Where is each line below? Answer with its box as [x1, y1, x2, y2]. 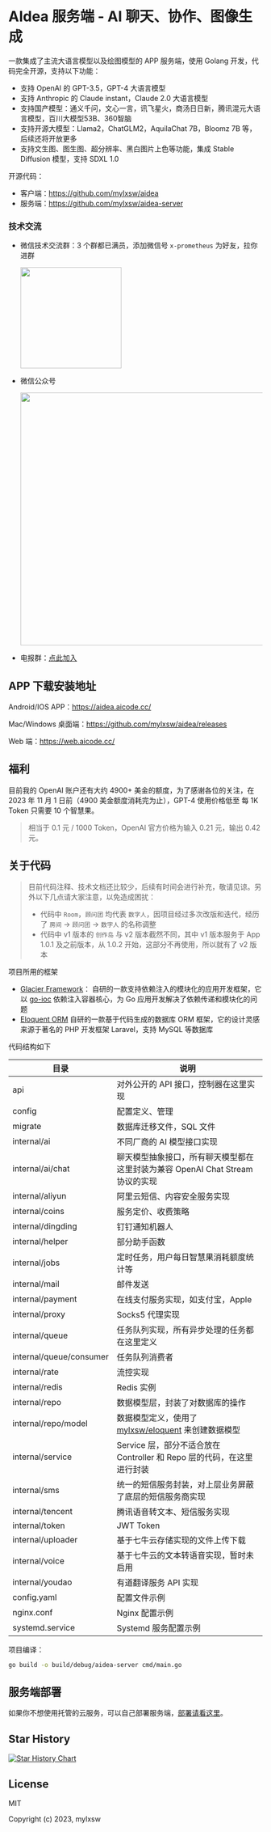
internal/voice [12, 1555, 65, 1566]
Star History [8, 1732, 71, 1745]
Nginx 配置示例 [116, 1607, 173, 1618]
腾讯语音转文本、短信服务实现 [116, 1506, 230, 1517]
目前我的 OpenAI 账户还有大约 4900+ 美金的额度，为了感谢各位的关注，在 [8, 785, 255, 795]
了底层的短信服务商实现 [116, 1491, 206, 1502]
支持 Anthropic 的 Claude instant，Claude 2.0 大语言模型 [19, 93, 209, 103]
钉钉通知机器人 [116, 1221, 173, 1232]
